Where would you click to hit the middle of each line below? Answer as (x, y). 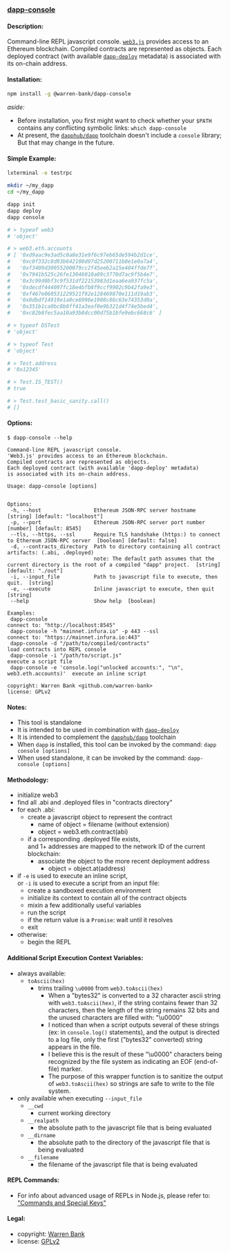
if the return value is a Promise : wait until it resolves (100, 920)
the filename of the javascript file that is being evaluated (118, 1164)
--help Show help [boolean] (83, 601)
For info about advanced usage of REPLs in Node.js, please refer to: (114, 1195)
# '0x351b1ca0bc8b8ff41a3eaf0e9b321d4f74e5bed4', (83, 307)
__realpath (43, 1121)
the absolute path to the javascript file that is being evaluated (125, 1128)
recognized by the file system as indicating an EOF (120, 1061)
